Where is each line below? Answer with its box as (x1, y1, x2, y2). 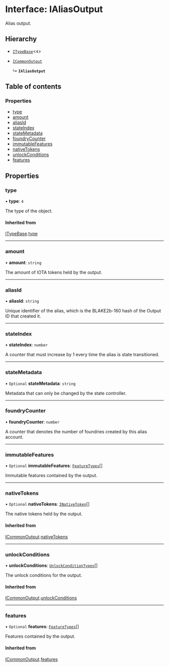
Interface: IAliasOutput (5, 4, 103, 15)
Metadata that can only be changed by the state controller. (5, 390, 127, 396)
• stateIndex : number (5, 342, 48, 348)
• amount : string (5, 259, 42, 265)
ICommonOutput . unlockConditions (5, 595, 77, 601)
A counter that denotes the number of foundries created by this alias (5, 428, 147, 434)
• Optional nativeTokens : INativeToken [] (5, 501, 90, 507)
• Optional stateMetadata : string (5, 380, 76, 386)
